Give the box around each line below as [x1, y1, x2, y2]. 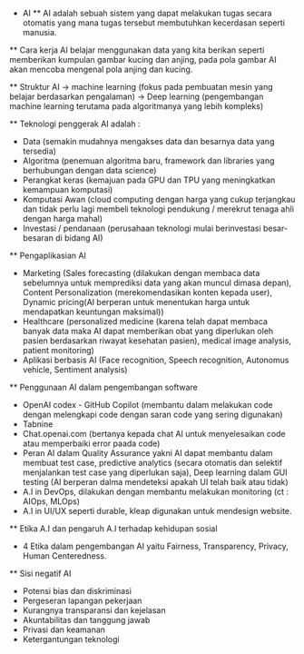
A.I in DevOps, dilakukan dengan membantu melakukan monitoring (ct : [22, 486, 289, 497]
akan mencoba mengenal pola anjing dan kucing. [9, 64, 193, 74]
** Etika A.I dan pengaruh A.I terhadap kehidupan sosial [9, 523, 218, 534]
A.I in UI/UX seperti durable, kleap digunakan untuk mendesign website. [22, 506, 292, 516]
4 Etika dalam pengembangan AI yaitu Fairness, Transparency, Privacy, [22, 540, 289, 551]
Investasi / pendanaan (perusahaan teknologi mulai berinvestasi [22, 223, 261, 233]
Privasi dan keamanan [22, 624, 106, 635]
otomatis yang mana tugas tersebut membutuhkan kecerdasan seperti [22, 17, 286, 28]
